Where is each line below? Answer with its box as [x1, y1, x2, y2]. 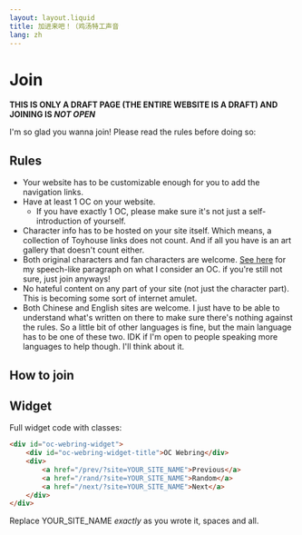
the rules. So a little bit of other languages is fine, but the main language [22, 322, 292, 332]
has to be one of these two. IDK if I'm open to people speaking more [22, 332, 278, 342]
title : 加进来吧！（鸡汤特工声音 [9, 22, 120, 31]
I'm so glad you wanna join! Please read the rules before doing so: [9, 126, 257, 137]
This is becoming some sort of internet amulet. [22, 292, 198, 304]
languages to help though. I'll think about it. [22, 342, 185, 352]
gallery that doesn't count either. [22, 244, 145, 255]
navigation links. [22, 187, 84, 198]
